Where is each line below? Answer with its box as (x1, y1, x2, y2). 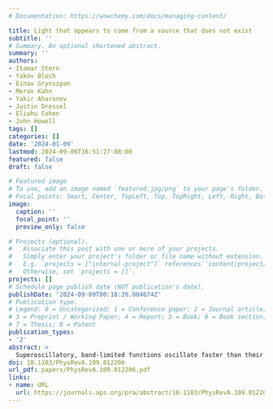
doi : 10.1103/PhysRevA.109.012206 (8, 359, 126, 367)
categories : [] (8, 133, 60, 141)
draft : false (8, 163, 53, 171)
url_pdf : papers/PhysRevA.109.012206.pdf (8, 366, 151, 374)
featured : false (8, 155, 63, 163)
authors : (8, 57, 38, 65)
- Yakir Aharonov (8, 94, 67, 102)
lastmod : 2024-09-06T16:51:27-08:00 (8, 147, 132, 155)
